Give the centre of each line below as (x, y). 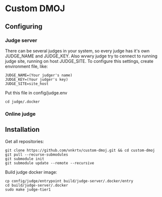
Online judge (20, 114)
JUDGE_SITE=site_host (27, 84)
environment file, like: (26, 66)
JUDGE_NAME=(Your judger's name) (39, 75)
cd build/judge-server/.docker (37, 185)
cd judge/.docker (23, 102)
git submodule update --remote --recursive (50, 163)
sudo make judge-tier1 (28, 189)
